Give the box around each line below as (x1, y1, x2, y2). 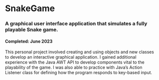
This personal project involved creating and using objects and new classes (5, 49, 154, 55)
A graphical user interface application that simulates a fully (5, 20, 148, 27)
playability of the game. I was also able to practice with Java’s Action (5, 64, 143, 70)
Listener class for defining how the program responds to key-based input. (5, 70, 153, 76)
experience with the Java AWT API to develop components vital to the (5, 59, 144, 65)
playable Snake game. (5, 26, 58, 33)
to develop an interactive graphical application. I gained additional (5, 54, 137, 60)
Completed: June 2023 (5, 38, 53, 44)
